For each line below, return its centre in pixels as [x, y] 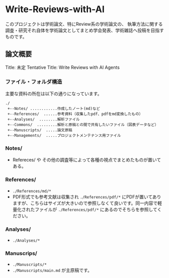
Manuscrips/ [21, 253]
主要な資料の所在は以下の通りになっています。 [53, 94]
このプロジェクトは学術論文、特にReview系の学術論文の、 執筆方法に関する [84, 24]
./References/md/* [32, 191]
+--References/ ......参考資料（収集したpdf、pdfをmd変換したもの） [75, 114]
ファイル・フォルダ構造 [34, 82]
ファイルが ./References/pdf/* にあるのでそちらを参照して [96, 209]
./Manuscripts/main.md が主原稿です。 [52, 270]
